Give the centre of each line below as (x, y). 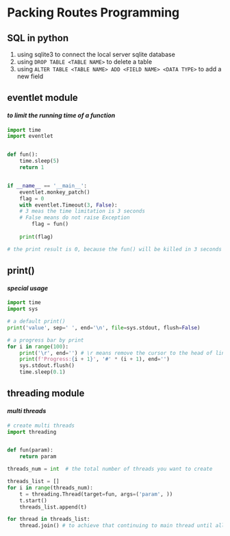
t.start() (34, 500)
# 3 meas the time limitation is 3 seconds (82, 211)
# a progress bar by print (46, 340)
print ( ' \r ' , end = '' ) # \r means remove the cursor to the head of (116, 353)
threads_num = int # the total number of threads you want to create (110, 469)
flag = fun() (50, 224)
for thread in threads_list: (49, 520)
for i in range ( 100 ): (38, 347)
